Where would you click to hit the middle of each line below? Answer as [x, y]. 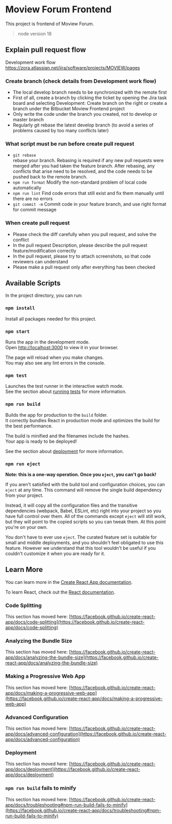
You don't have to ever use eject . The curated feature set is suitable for [81, 537]
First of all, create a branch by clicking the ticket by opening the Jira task [90, 98]
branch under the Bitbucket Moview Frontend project [69, 109]
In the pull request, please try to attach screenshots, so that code [82, 256]
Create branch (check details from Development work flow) [81, 81]
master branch [28, 120]
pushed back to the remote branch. [50, 177]
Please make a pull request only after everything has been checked [84, 267]
